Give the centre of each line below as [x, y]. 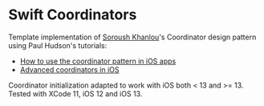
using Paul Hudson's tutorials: [58, 45]
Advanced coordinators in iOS [69, 69]
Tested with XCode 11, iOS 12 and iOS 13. [75, 93]
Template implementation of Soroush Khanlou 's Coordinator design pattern [132, 37]
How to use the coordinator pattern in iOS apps [98, 61]
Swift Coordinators [73, 15]
